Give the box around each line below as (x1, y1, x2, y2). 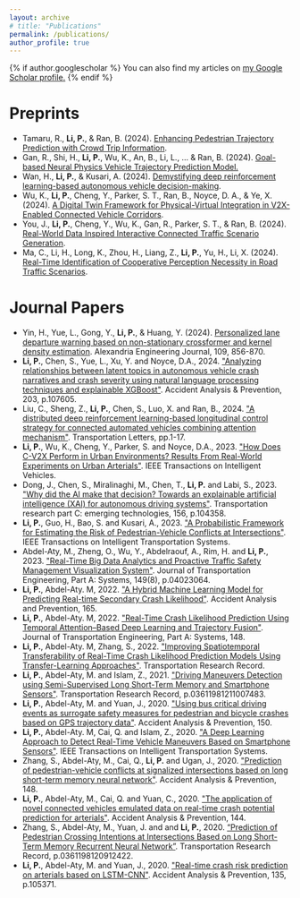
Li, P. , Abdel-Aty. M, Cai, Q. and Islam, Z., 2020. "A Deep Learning (21, 727, 265, 738)
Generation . (21, 238, 66, 249)
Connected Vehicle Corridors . (54, 210, 164, 220)
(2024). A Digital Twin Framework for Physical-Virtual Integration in (21, 200, 270, 210)
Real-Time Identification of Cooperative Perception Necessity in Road (21, 257, 279, 268)
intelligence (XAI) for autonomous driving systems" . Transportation (21, 499, 269, 509)
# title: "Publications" (9, 21, 102, 30)
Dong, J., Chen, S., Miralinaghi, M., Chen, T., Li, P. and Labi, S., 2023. (21, 480, 278, 491)
